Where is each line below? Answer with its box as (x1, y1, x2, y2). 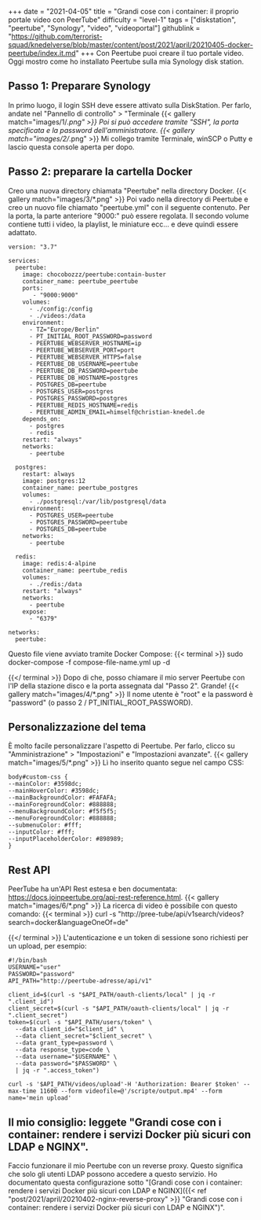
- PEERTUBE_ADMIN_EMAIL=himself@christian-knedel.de (28, 408, 205, 416)
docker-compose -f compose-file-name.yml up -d (8, 657, 171, 667)
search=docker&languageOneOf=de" (8, 918, 129, 927)
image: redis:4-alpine (22, 559, 96, 567)
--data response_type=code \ (15, 1046, 111, 1054)
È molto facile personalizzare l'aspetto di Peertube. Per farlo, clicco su (8, 741, 235, 750)
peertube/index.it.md (8, 49, 76, 57)
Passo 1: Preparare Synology (8, 79, 151, 93)
